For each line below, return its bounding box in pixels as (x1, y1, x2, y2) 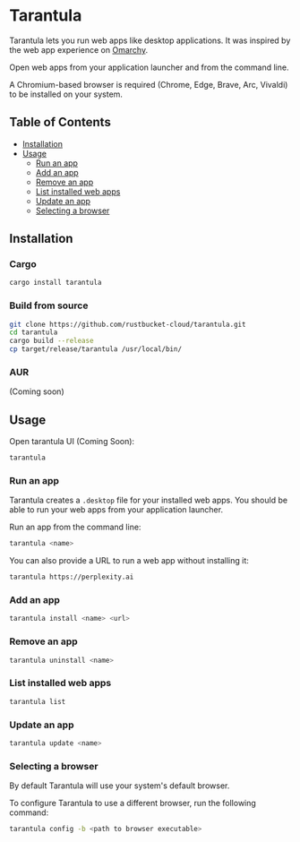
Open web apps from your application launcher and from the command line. (9, 62, 289, 73)
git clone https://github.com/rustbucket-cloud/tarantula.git (9, 320, 246, 329)
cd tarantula (9, 328, 58, 337)
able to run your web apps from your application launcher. (9, 504, 224, 515)
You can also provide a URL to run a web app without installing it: (9, 555, 249, 566)
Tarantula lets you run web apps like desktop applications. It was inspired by (9, 35, 291, 46)
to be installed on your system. (9, 89, 124, 99)
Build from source (9, 299, 89, 312)
